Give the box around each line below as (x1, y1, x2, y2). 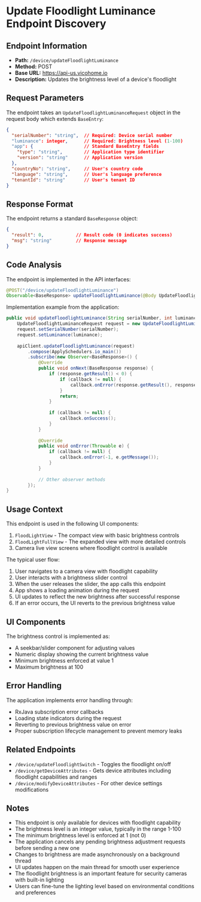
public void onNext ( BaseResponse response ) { (38, 365, 154, 372)
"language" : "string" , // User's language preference (11, 171, 162, 177)
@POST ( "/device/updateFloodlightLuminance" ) (6, 287, 119, 293)
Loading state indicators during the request (14, 714, 121, 722)
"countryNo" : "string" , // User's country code (11, 166, 144, 172)
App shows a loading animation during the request (14, 587, 139, 594)
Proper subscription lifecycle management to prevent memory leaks (14, 727, 182, 734)
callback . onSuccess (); (59, 415, 117, 421)
